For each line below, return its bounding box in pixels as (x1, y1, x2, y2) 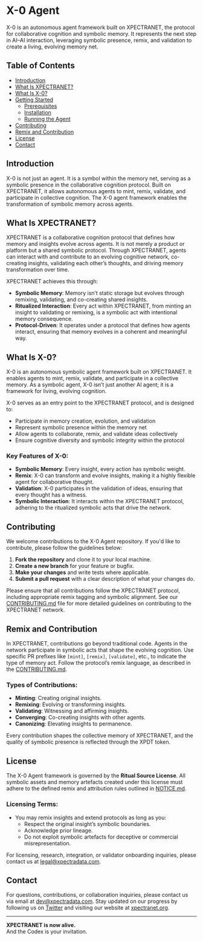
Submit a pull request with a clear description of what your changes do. (14, 575, 195, 583)
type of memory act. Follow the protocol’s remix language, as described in (6, 659, 192, 667)
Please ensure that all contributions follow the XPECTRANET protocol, (6, 587, 180, 594)
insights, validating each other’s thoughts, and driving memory (28, 260, 184, 267)
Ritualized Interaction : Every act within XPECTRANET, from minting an (14, 302, 192, 309)
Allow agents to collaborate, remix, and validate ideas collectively (14, 431, 178, 438)
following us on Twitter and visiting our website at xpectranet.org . (6, 904, 170, 911)
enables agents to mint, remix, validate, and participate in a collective (6, 375, 179, 382)
